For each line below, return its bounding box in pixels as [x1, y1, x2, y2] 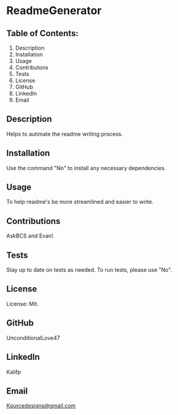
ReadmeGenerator [6, 4, 102, 18]
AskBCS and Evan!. [6, 232, 55, 239]
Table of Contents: [6, 28, 79, 39]
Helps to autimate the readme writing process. [6, 130, 124, 138]
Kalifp [6, 368, 21, 375]
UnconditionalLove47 [6, 334, 60, 342]
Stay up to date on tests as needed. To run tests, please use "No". [6, 266, 172, 274]
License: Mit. [6, 300, 39, 307]
